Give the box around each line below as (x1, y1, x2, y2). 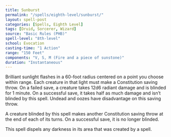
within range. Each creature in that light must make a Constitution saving (5, 79, 158, 85)
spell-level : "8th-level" (5, 36, 60, 41)
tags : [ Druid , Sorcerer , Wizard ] (5, 27, 77, 32)
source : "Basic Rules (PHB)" (5, 31, 67, 36)
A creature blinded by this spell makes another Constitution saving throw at (5, 111, 163, 117)
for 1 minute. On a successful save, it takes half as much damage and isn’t (5, 90, 161, 96)
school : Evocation (5, 41, 44, 46)
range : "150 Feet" (5, 50, 44, 55)
